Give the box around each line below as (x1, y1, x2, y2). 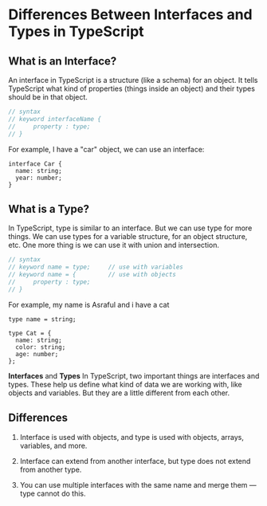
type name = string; (8, 315, 77, 324)
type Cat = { (8, 329, 52, 337)
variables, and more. (19, 441, 88, 450)
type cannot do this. (19, 488, 86, 498)
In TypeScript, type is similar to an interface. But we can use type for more (8, 223, 253, 233)
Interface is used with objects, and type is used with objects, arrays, (19, 432, 245, 441)
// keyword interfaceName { (8, 115, 102, 123)
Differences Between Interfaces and (8, 6, 253, 24)
